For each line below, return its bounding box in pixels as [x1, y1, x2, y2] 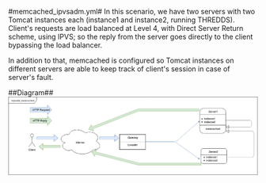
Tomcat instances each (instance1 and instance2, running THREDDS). [8, 15, 235, 25]
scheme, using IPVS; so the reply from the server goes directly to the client [8, 32, 253, 41]
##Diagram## [8, 88, 54, 97]
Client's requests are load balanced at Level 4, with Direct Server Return [8, 24, 244, 32]
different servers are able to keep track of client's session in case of [8, 64, 230, 74]
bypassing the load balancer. [8, 40, 103, 50]
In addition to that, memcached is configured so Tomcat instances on [8, 55, 234, 65]
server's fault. [8, 73, 54, 82]
